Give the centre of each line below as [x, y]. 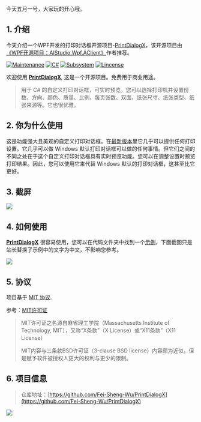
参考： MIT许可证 [27, 310]
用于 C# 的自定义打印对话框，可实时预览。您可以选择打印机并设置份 [105, 89]
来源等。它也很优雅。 [52, 104]
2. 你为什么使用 [34, 126]
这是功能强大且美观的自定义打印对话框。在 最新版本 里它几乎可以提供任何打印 [101, 141]
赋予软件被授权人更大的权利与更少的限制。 [79, 358]
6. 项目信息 [27, 379]
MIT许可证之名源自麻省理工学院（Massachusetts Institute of [95, 323]
